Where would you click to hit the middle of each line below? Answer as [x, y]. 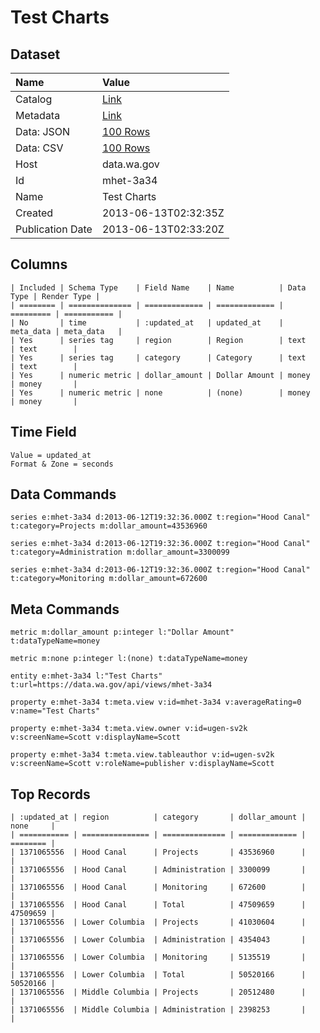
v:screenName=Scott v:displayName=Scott [96, 737]
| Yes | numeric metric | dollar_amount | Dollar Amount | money [160, 375]
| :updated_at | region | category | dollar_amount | [158, 817]
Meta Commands [65, 609]
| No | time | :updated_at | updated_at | [147, 322]
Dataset [35, 54]
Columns [39, 264]
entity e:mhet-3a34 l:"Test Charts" [86, 676]
